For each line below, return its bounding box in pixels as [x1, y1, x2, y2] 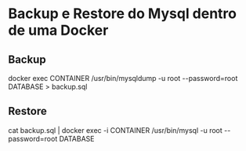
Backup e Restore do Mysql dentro [8, 5, 237, 23]
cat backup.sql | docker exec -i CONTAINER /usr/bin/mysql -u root [8, 125, 223, 134]
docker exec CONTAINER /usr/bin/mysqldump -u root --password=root [8, 74, 238, 83]
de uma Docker [8, 21, 109, 39]
